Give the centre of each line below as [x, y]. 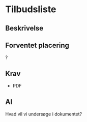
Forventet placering [37, 45]
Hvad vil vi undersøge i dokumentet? [44, 114]
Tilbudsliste [31, 9]
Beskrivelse [24, 28]
